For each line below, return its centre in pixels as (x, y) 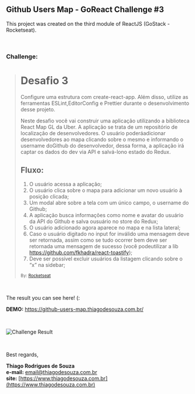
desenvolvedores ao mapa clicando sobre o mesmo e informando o (102, 139)
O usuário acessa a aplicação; (66, 184)
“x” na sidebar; (47, 265)
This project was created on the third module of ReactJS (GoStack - (88, 23)
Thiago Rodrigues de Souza (40, 366)
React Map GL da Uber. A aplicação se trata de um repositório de (99, 127)
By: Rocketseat (35, 276)
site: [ (13, 378)
